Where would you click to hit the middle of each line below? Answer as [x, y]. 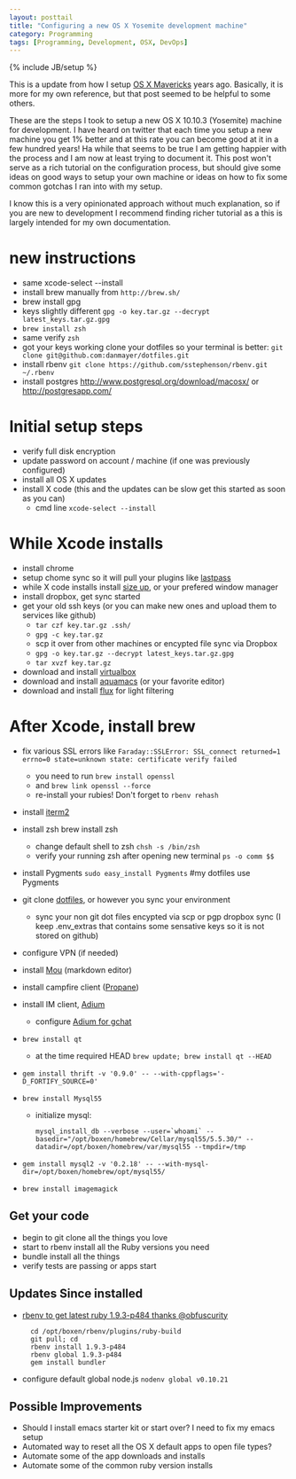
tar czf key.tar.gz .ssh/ [83, 626]
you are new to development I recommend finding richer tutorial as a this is [146, 213]
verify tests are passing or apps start [89, 1265]
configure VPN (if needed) [70, 953]
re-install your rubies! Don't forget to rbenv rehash [127, 795]
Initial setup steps [76, 427]
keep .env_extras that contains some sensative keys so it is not [150, 926]
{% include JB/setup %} [53, 67]
